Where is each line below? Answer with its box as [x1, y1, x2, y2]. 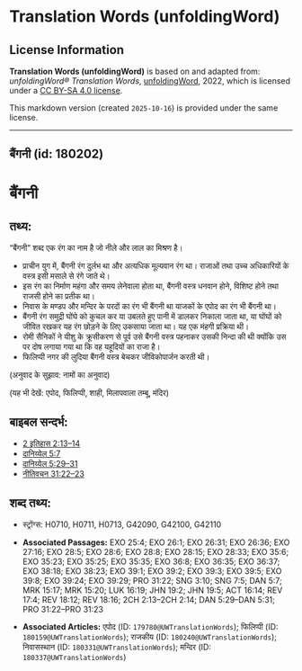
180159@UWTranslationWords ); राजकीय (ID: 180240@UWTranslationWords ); [22, 631, 277, 642]
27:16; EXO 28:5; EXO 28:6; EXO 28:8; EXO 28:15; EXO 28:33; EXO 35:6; [22, 547, 289, 558]
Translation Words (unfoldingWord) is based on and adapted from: [9, 66, 261, 76]
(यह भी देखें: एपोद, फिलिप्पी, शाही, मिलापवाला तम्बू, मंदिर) [9, 388, 169, 398]
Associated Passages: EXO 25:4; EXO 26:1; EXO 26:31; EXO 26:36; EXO [22, 537, 290, 548]
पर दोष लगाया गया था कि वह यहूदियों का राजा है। [22, 342, 161, 353]
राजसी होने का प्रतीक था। [22, 291, 96, 302]
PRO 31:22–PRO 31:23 [22, 604, 103, 615]
